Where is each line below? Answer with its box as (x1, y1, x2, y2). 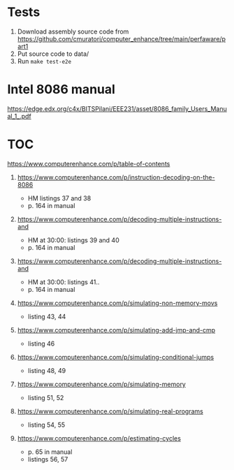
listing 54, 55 (27, 420, 65, 429)
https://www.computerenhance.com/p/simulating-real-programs (17, 406, 204, 416)
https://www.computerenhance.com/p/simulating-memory (17, 380, 187, 388)
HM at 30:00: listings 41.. (27, 277, 100, 286)
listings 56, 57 (27, 455, 68, 463)
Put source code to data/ (17, 50, 89, 58)
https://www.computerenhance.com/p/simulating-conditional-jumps (17, 353, 214, 361)
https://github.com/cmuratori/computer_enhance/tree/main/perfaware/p (17, 34, 226, 43)
